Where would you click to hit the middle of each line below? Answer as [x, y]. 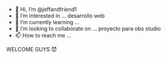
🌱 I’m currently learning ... [47, 22]
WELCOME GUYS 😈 [32, 49]
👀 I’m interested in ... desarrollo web [60, 16]
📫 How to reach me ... [43, 35]
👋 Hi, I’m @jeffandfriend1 [46, 9]
